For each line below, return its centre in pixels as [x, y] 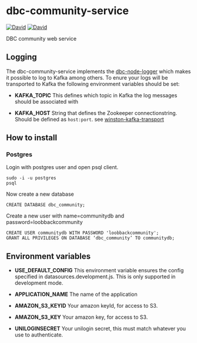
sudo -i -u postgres [31, 178]
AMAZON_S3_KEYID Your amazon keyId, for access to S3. [86, 306]
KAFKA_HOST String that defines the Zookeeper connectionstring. [96, 113]
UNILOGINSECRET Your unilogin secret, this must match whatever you [100, 329]
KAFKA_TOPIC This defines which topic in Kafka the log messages [96, 95]
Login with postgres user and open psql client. [62, 167]
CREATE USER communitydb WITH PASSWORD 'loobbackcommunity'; [83, 233]
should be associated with [46, 101]
